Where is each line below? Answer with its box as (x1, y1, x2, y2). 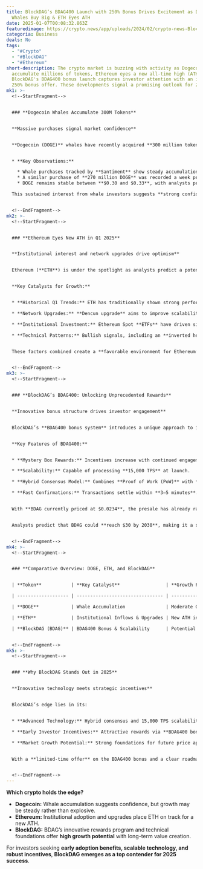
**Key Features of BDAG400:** (11, 441, 88, 447)
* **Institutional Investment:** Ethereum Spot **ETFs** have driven (11, 321, 190, 327)
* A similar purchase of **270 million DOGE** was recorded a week (17, 175, 190, 181)
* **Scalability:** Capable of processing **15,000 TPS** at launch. (11, 468, 190, 474)
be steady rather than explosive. (14, 807, 95, 814)
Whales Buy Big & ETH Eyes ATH (11, 15, 91, 21)
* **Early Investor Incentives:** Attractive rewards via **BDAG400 (11, 729, 188, 735)
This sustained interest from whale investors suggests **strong (11, 191, 180, 197)
